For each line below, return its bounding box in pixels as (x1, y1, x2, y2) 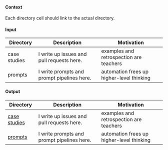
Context (5, 4, 22, 10)
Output (5, 88, 20, 94)
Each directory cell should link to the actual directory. (5, 15, 115, 21)
